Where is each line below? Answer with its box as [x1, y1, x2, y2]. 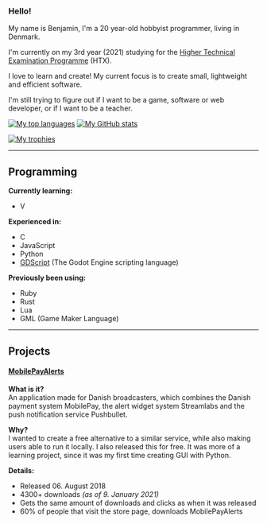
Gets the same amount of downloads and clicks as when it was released [19, 498, 257, 507]
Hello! [8, 6, 32, 17]
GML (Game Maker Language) [19, 314, 119, 324]
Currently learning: [8, 186, 73, 196]
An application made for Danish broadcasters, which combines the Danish [8, 392, 251, 402]
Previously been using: [8, 273, 86, 283]
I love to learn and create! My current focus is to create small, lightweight [8, 72, 248, 81]
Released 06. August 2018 [19, 481, 106, 491]
